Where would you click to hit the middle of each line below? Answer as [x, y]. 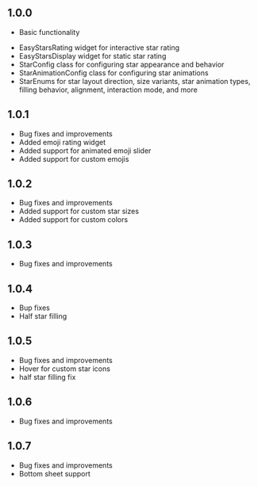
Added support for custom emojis [74, 159]
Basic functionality [49, 32]
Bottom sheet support [54, 473]
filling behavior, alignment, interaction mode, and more [108, 90]
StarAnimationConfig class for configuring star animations [114, 73]
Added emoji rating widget [62, 142]
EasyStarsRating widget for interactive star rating [99, 48]
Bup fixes [35, 308]
